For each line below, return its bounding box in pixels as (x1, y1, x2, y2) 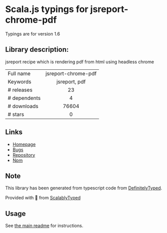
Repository (12, 152, 35, 158)
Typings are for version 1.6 (5, 31, 60, 37)
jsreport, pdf (56, 78, 86, 85)
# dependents (8, 94, 41, 101)
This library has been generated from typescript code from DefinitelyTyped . (5, 185, 162, 191)
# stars (8, 110, 24, 118)
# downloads (8, 102, 39, 109)
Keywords (8, 78, 32, 85)
